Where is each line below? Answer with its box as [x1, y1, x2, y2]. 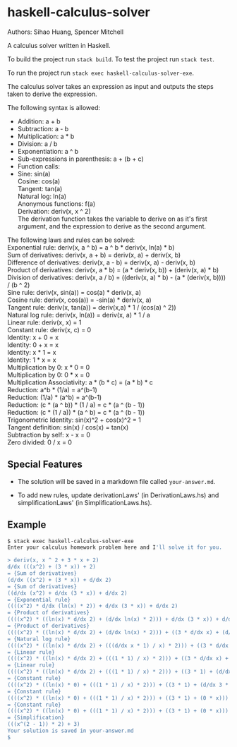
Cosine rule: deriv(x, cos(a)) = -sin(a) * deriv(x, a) [7, 296, 152, 304]
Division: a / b [17, 139, 58, 148]
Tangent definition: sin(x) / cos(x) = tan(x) [7, 423, 129, 431]
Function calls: [17, 162, 60, 170]
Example [7, 519, 47, 531]
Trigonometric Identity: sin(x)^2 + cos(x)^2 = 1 [7, 415, 141, 424]
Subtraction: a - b [17, 124, 69, 133]
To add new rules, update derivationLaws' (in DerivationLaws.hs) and [17, 491, 219, 499]
